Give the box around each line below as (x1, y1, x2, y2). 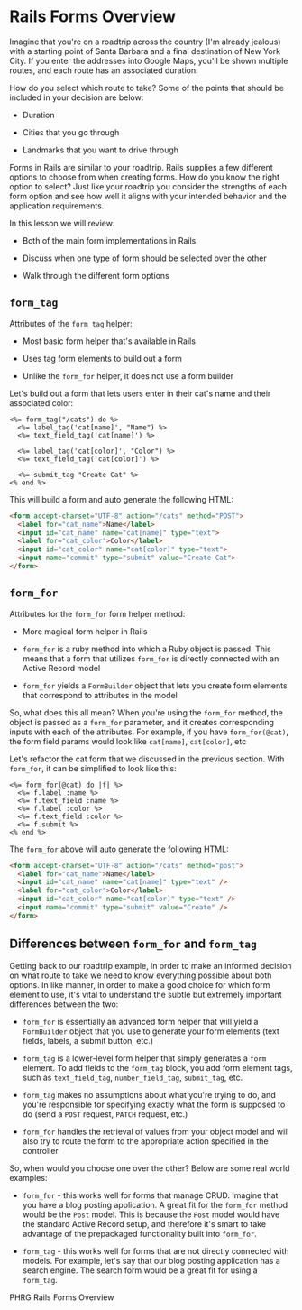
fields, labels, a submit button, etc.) (22, 1035, 154, 1046)
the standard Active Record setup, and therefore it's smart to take (22, 1218, 267, 1229)
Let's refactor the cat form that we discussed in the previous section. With (9, 753, 285, 764)
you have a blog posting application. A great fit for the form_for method (22, 1199, 288, 1210)
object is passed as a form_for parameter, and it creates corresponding (9, 716, 275, 727)
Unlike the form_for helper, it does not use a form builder (22, 370, 234, 381)
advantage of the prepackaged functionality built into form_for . (22, 1228, 257, 1239)
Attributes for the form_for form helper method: (9, 608, 186, 619)
